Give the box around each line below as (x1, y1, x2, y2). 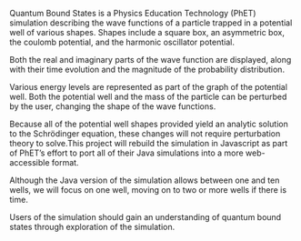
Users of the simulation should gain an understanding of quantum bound (9, 212, 282, 222)
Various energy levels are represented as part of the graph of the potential (9, 82, 288, 92)
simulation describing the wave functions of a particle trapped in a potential (9, 17, 293, 28)
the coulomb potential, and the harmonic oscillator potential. (9, 36, 235, 47)
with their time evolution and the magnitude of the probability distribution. (9, 64, 285, 75)
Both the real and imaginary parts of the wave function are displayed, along (9, 55, 292, 65)
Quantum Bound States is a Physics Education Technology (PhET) (9, 8, 256, 18)
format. (51, 157, 79, 167)
